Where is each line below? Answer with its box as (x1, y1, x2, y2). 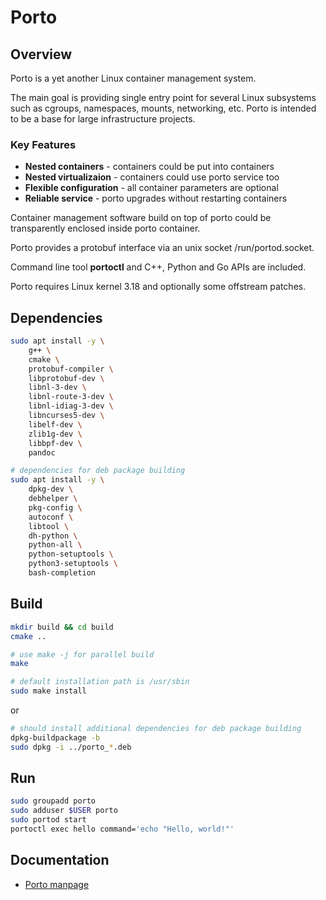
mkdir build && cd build (10, 622, 114, 632)
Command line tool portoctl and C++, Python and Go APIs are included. (10, 261, 307, 273)
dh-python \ (28, 531, 78, 541)
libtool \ (28, 521, 70, 531)
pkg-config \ (28, 502, 83, 513)
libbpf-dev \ (28, 438, 83, 448)
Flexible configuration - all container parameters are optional (24, 182, 279, 194)
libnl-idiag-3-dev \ (28, 401, 114, 411)
